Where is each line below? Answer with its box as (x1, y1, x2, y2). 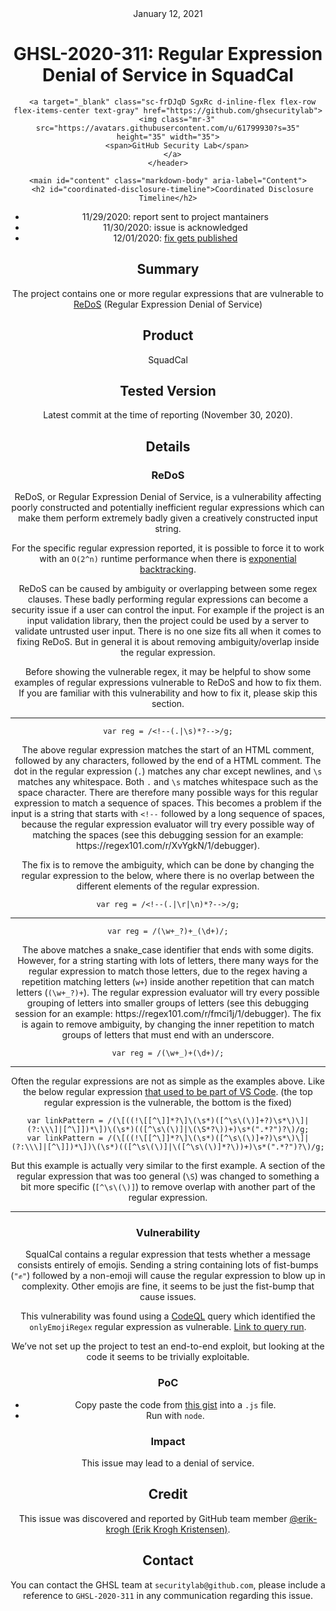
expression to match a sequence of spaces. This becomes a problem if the (14, 797, 322, 809)
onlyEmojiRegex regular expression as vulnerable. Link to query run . (29, 1321, 307, 1333)
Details (145, 438, 191, 455)
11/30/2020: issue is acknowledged (103, 221, 248, 233)
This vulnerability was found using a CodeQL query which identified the (20, 1310, 316, 1322)
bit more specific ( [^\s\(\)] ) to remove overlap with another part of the (20, 1181, 316, 1193)
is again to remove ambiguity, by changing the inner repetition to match (21, 1018, 315, 1031)
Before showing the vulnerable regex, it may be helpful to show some (24, 666, 312, 678)
